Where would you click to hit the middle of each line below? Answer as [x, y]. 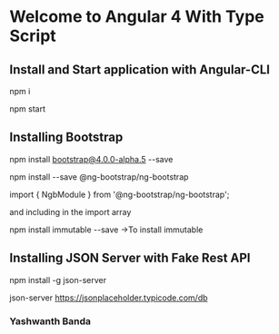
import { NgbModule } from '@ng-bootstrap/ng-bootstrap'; [120, 194]
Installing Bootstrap [66, 138]
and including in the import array [70, 211]
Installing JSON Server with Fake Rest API [130, 258]
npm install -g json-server [58, 280]
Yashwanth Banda [50, 321]
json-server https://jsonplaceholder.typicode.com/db [109, 298]
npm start [28, 109]
